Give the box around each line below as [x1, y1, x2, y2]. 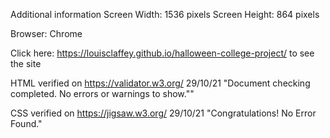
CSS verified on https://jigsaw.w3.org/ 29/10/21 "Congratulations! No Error [10, 107, 317, 119]
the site [10, 58, 42, 69]
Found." [10, 118, 43, 129]
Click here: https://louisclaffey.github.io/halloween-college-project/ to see [10, 47, 315, 59]
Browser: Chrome [10, 28, 83, 39]
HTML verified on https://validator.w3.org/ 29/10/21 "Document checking [10, 77, 311, 89]
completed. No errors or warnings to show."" [10, 88, 195, 99]
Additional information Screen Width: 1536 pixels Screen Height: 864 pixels [10, 9, 320, 20]
